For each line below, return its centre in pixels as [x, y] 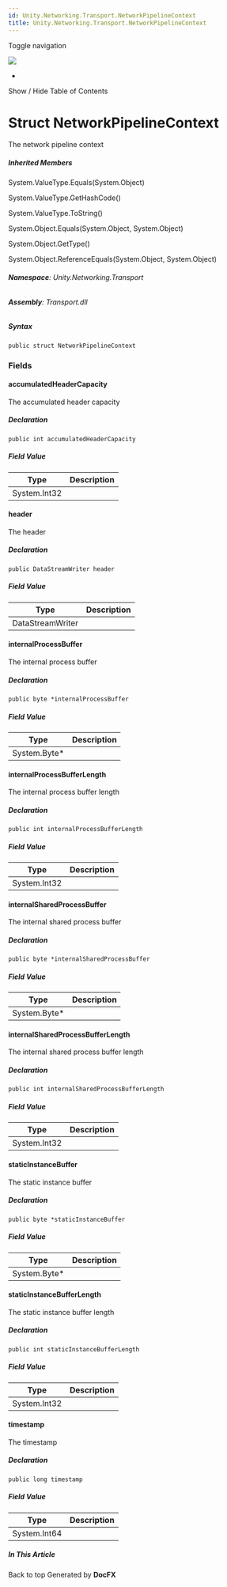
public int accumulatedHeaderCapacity [72, 439]
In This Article [32, 1555]
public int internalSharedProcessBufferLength [86, 1089]
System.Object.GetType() [49, 244]
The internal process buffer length [64, 792]
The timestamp [33, 1442]
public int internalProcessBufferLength [76, 829]
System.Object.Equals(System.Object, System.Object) [96, 229]
